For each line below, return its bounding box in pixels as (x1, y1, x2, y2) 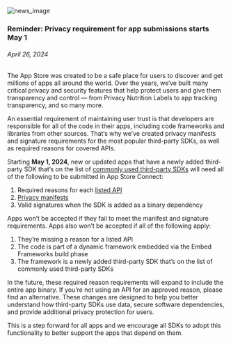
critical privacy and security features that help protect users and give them (7, 86, 221, 95)
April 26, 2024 (7, 49, 49, 58)
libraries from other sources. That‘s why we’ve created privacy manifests (7, 130, 216, 138)
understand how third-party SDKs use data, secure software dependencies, (7, 300, 225, 309)
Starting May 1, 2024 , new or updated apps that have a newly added (7, 157, 204, 166)
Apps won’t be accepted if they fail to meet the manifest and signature (7, 214, 209, 223)
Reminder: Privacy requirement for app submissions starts (7, 24, 210, 33)
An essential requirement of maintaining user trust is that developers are (7, 115, 214, 123)
